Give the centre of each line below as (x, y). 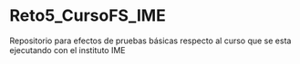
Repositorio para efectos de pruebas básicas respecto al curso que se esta (150, 41)
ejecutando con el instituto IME (67, 50)
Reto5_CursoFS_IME (88, 16)
